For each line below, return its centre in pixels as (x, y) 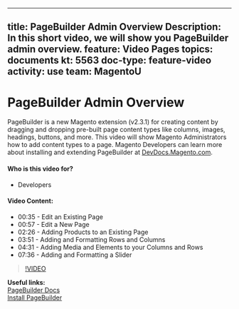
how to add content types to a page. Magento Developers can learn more (115, 145)
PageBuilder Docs (34, 290)
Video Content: (30, 201)
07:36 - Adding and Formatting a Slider (75, 255)
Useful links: (26, 282)
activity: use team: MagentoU (75, 72)
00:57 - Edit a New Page (54, 224)
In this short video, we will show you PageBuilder (118, 38)
